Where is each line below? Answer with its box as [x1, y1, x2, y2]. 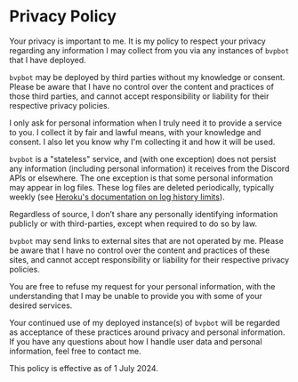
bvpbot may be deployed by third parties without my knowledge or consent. [9, 71, 286, 82]
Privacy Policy [9, 6, 117, 27]
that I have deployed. [9, 54, 86, 65]
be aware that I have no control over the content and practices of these [9, 245, 270, 256]
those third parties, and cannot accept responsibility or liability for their [9, 91, 270, 102]
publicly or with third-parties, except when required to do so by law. [9, 218, 258, 229]
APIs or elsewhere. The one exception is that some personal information [9, 172, 274, 183]
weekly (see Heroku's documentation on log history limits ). [9, 191, 225, 202]
